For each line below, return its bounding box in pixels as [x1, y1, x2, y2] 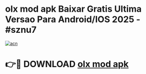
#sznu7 [5, 25, 37, 35]
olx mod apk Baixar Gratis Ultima [5, 3, 142, 15]
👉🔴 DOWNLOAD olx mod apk [5, 59, 129, 70]
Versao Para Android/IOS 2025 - [5, 14, 141, 25]
